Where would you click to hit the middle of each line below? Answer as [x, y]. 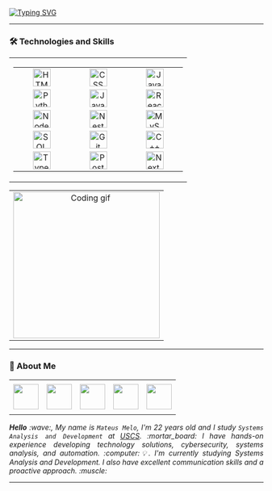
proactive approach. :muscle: [58, 470]
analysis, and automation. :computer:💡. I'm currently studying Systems [136, 453]
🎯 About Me [33, 366]
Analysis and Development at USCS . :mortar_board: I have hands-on [137, 435]
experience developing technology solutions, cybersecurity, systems [136, 444]
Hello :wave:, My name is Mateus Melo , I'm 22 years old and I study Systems [136, 427]
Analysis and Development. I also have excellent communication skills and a [136, 462]
